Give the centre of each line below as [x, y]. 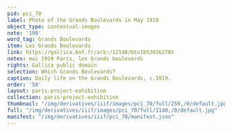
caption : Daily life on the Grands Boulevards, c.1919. [89, 78]
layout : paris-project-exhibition [57, 91]
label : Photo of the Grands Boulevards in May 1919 [83, 20]
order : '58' [24, 85]
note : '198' [24, 33]
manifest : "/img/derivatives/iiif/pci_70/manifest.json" [91, 116]
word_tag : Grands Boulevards [49, 40]
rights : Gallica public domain [52, 65]
